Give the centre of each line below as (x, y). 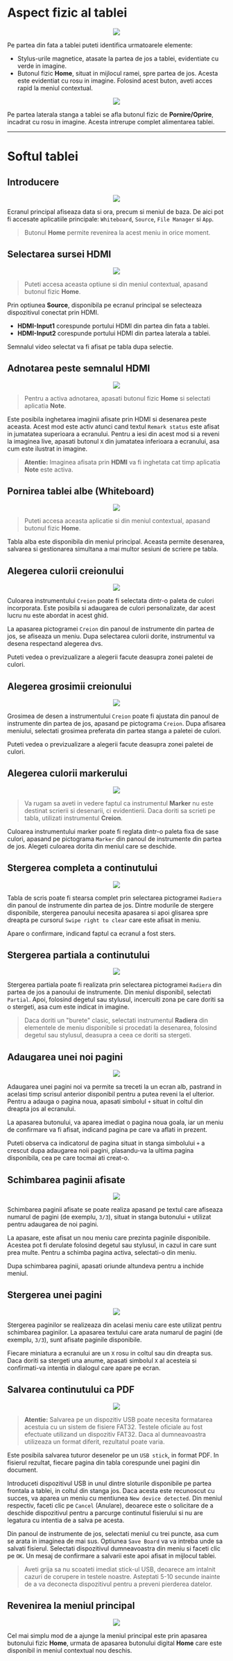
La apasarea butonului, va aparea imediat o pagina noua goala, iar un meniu (115, 1122)
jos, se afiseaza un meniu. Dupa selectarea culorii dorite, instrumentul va (111, 636)
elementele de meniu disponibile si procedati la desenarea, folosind (120, 1028)
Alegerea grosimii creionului (69, 686)
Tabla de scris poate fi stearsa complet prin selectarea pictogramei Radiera (114, 898)
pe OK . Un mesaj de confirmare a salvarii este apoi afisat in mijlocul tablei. (112, 1555)
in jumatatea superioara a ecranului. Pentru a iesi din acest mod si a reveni (113, 434)
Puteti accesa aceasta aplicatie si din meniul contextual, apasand (117, 521)
